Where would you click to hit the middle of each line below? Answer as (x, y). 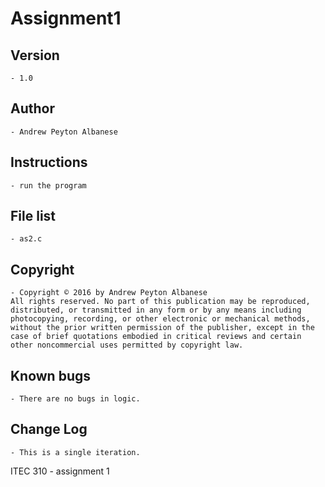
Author (32, 108)
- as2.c (26, 239)
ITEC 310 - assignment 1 (60, 471)
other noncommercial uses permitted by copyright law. (127, 345)
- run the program (48, 185)
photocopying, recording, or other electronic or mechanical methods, (160, 319)
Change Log (49, 429)
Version (35, 55)
